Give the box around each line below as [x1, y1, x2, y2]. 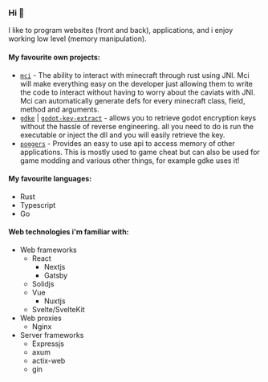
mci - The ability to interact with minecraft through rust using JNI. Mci [19, 70, 250, 79]
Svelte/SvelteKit [31, 304, 86, 314]
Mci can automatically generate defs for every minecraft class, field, [19, 95, 246, 105]
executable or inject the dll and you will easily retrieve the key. [19, 130, 225, 140]
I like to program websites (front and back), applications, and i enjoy [8, 26, 233, 35]
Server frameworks [19, 330, 84, 339]
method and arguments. [19, 104, 99, 114]
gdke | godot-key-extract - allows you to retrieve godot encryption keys [19, 112, 257, 123]
